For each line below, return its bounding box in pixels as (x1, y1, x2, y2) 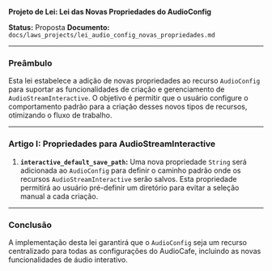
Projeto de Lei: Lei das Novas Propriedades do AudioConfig (8, 7, 212, 16)
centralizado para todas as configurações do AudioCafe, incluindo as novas (8, 246, 261, 256)
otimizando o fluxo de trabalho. (8, 110, 113, 120)
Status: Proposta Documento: (8, 23, 110, 32)
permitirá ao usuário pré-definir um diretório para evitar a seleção (19, 183, 240, 192)
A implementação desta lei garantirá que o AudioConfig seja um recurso (8, 237, 247, 247)
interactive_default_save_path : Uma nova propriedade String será (19, 157, 247, 166)
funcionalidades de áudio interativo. (8, 255, 128, 265)
